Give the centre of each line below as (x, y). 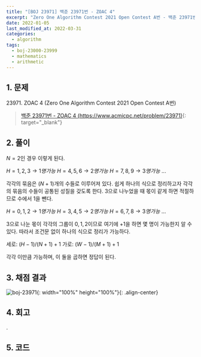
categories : (21, 34)
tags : (13, 45)
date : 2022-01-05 (28, 23)
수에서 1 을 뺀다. (35, 199)
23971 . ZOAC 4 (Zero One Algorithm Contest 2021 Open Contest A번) (91, 103)
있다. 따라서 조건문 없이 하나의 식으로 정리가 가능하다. (68, 231)
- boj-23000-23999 (35, 51)
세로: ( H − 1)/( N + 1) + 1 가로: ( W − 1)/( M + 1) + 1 (63, 244)
